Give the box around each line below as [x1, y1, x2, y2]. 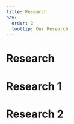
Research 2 [6, 107, 64, 121]
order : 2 [11, 20, 34, 26]
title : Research [6, 8, 47, 15]
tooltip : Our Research [11, 25, 69, 32]
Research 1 [6, 79, 62, 93]
